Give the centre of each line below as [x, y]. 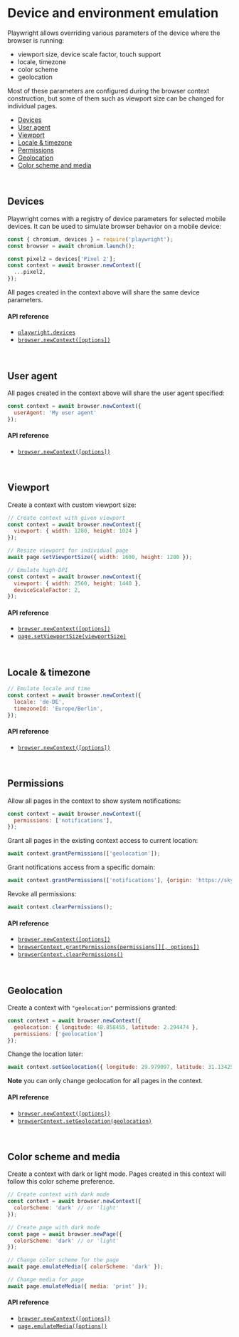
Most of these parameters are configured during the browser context [108, 91]
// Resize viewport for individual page [68, 550]
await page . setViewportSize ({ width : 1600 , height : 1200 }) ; [100, 558]
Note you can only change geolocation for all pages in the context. [105, 1081]
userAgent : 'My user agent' [55, 413]
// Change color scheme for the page [63, 1260]
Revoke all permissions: [42, 894]
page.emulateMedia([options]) [63, 1327]
